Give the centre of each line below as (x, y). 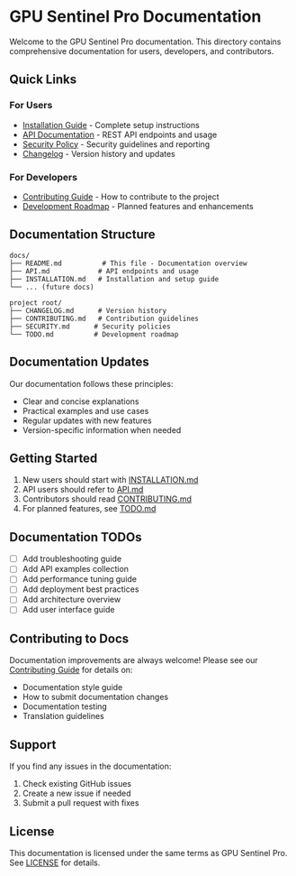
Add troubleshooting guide (72, 559)
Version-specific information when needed (102, 429)
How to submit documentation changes (95, 697)
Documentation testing (65, 706)
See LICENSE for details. (55, 862)
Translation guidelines (63, 716)
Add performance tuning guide (80, 579)
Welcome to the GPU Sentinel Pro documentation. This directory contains (145, 41)
